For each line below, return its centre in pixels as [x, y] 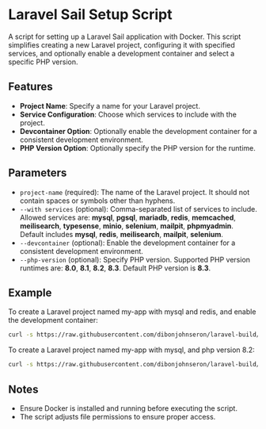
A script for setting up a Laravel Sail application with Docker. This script [125, 36]
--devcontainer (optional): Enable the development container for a [127, 243]
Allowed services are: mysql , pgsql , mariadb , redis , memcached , [127, 217]
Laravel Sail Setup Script [90, 15]
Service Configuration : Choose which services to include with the [128, 114]
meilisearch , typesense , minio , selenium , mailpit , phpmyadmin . [126, 226]
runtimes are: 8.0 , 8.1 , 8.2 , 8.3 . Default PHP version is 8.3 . [115, 268]
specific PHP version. [43, 62]
